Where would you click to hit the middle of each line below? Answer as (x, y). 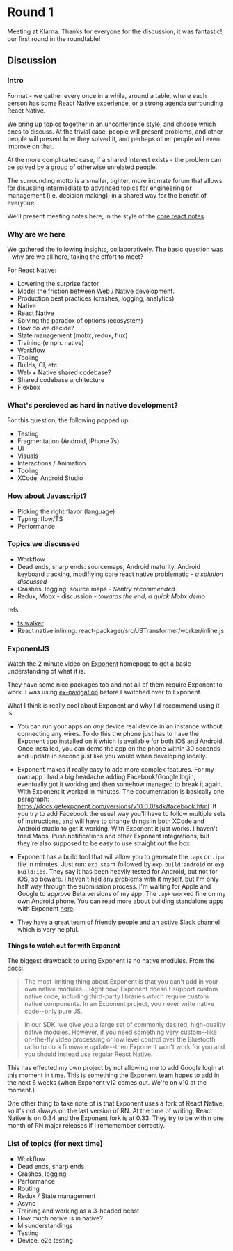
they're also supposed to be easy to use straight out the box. (104, 843)
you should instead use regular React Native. (88, 1054)
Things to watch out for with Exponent (64, 945)
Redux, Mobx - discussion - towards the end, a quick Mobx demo (111, 596)
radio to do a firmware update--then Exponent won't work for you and (124, 1047)
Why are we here (37, 234)
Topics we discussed (43, 544)
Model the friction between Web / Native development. (96, 291)
